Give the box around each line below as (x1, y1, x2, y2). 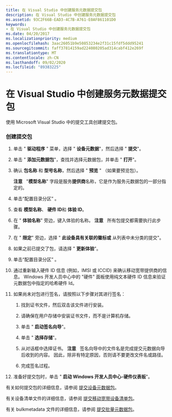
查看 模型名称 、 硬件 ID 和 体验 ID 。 (13, 206, 87, 213)
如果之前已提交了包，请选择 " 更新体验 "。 (13, 245, 101, 252)
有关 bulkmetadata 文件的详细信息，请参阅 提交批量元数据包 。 (6, 406, 137, 412)
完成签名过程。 (20, 363, 53, 369)
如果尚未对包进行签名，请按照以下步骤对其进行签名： (13, 291, 126, 297)
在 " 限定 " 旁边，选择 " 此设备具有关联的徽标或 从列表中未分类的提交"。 (13, 235, 164, 241)
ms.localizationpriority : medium (6, 36, 77, 41)
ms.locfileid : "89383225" (6, 65, 61, 70)
